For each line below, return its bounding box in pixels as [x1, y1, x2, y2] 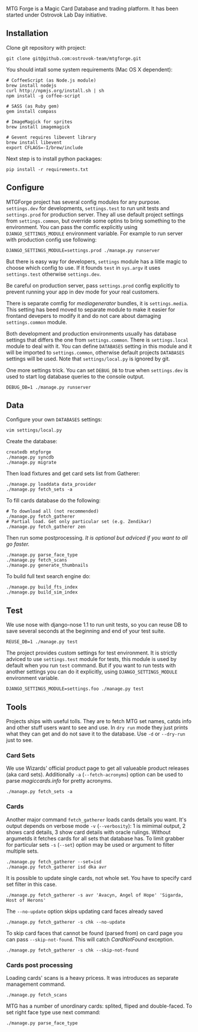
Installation [6, 28, 48, 38]
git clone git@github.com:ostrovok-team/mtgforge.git [6, 56, 142, 62]
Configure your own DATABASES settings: [6, 416, 102, 423]
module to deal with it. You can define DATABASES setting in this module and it [6, 343, 192, 350]
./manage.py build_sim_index [6, 589, 78, 595]
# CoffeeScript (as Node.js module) [6, 77, 96, 83]
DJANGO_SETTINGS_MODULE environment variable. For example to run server [6, 230, 183, 237]
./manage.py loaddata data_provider [6, 482, 96, 488]
